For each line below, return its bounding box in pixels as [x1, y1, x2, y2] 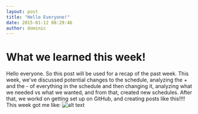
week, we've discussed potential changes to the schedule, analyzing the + [6, 76, 188, 83]
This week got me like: [6, 102, 61, 109]
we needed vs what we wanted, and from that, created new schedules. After [6, 89, 192, 96]
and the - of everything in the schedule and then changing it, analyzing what [6, 83, 192, 90]
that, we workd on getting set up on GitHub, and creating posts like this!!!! [6, 95, 186, 102]
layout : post [6, 8, 38, 15]
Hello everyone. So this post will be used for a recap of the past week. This [6, 70, 189, 77]
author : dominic [6, 25, 46, 31]
